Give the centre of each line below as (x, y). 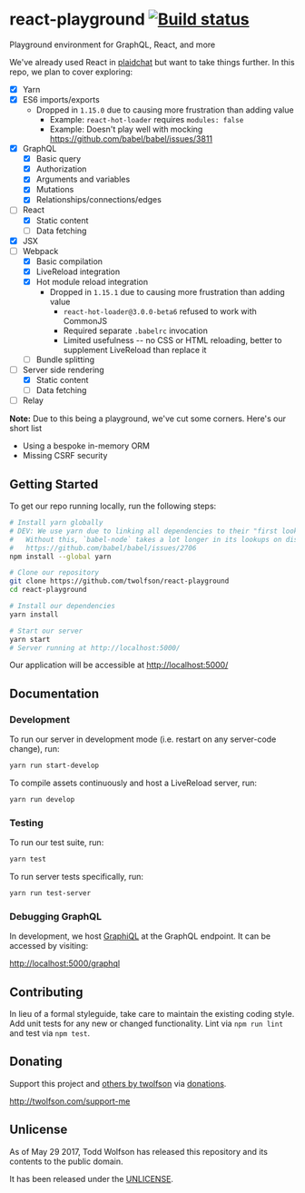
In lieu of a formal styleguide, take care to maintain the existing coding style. (152, 1014)
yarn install (34, 614)
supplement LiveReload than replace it (135, 350)
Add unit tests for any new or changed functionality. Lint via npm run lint (147, 1024)
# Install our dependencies (63, 606)
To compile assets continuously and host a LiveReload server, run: (133, 783)
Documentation (54, 693)
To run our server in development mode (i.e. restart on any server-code (143, 739)
